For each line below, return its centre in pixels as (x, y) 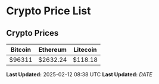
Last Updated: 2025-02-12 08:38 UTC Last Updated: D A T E (79, 74)
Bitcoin (21, 50)
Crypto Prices (32, 33)
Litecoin (85, 50)
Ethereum (53, 50)
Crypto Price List (49, 11)
